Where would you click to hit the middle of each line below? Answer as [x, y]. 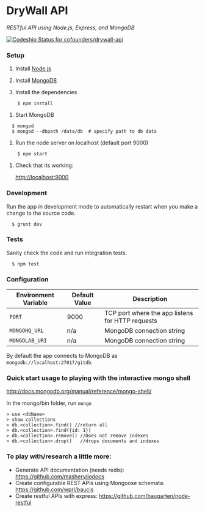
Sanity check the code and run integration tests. [67, 253]
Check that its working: [44, 165]
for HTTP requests [131, 321]
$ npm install [35, 104]
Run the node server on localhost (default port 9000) [82, 143]
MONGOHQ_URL [27, 331]
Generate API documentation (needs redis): [70, 470]
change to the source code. [41, 213]
